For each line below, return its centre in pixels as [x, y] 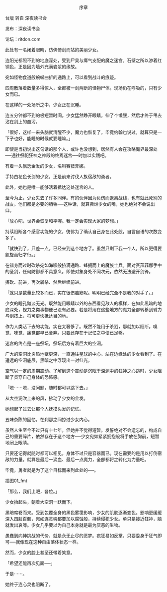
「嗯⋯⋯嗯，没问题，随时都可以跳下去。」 [48, 388]
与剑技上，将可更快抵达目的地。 [38, 316]
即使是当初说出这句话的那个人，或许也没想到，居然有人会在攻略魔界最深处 [81, 149]
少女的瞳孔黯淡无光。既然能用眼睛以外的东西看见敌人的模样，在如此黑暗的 [81, 303]
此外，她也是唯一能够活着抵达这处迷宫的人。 [51, 187]
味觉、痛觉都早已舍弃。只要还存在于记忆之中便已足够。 [70, 333]
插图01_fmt [16, 481]
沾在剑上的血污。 [23, 122]
